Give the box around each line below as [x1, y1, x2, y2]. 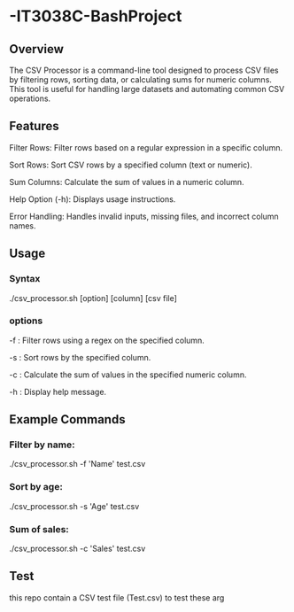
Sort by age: [9, 481, 64, 493]
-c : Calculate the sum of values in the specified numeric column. [9, 369, 247, 380]
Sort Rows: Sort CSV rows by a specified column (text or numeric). [9, 159, 252, 170]
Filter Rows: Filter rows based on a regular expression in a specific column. [9, 142, 283, 152]
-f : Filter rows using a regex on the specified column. [9, 335, 205, 345]
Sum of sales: [9, 523, 69, 535]
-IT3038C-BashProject [9, 6, 182, 27]
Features [9, 119, 59, 134]
